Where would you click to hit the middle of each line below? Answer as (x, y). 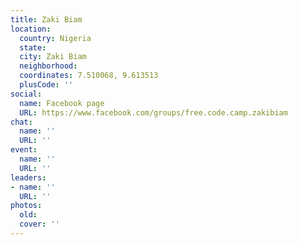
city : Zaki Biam (53, 57)
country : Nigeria (55, 38)
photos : (26, 206)
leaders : (28, 177)
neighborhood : (48, 66)
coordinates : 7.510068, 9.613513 (89, 76)
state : (33, 47)
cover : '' (39, 224)
